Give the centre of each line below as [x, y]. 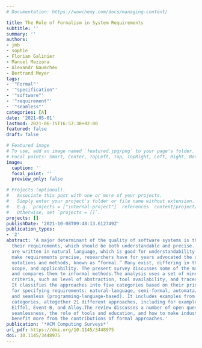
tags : [13, 79]
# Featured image [28, 146]
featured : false [26, 129]
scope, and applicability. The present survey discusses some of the [100, 269]
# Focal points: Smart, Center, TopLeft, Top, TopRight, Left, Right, [96, 157]
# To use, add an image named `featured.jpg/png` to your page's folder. [101, 151]
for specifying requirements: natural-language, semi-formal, [91, 291]
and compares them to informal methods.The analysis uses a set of [98, 274]
